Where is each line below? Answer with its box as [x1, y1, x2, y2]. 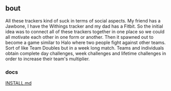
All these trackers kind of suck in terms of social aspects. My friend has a [5, 17, 161, 24]
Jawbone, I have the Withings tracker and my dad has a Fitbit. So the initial [5, 23, 163, 29]
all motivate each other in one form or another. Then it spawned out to [5, 34, 154, 40]
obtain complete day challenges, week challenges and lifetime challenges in [5, 50, 166, 56]
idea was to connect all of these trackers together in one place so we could [5, 28, 165, 35]
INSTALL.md [5, 80, 32, 86]
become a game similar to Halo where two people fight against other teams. [5, 39, 166, 45]
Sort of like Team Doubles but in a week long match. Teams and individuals [5, 44, 164, 51]
